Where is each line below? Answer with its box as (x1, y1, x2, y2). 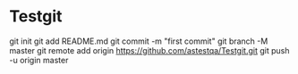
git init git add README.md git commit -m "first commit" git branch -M (9, 36, 268, 46)
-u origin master (9, 54, 69, 65)
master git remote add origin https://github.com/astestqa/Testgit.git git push (9, 45, 290, 55)
